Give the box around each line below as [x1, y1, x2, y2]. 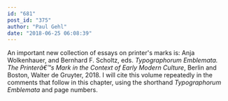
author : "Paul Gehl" [7, 23, 68, 30]
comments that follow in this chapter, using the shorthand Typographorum [7, 78, 222, 87]
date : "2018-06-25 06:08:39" [7, 29, 92, 37]
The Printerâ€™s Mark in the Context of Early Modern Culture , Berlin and [7, 63, 217, 72]
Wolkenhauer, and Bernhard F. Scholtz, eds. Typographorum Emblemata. [7, 56, 218, 65]
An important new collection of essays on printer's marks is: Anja [7, 49, 195, 57]
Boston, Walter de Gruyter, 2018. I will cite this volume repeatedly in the [7, 71, 213, 79]
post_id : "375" [7, 17, 52, 24]
